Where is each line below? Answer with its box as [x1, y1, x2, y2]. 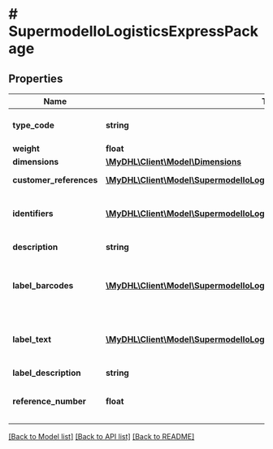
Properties [8, 71, 63, 85]
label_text [12, 334, 51, 345]
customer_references [12, 175, 98, 185]
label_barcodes [12, 280, 74, 291]
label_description [12, 367, 81, 378]
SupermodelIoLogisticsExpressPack [8, 22, 258, 41]
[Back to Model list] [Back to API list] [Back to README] [8, 432, 195, 441]
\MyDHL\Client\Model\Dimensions [105, 156, 242, 167]
